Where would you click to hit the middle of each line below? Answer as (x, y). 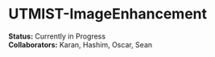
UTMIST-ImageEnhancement (108, 14)
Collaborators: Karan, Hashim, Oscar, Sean (81, 44)
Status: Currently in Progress (57, 36)
